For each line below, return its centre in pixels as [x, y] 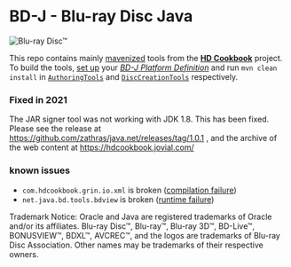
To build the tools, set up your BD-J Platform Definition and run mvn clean [143, 67]
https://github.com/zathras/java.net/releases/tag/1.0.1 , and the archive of [143, 138]
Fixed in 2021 [39, 99]
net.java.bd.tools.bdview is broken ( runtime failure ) [118, 199]
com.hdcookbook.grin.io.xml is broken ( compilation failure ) [129, 190]
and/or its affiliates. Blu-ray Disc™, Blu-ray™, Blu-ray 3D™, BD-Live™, [132, 226]
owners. [24, 254]
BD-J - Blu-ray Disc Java [101, 16]
